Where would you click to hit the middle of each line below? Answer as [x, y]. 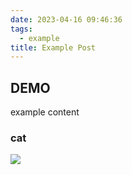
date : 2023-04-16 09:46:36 [66, 19]
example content [45, 112]
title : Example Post [53, 47]
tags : [21, 29]
